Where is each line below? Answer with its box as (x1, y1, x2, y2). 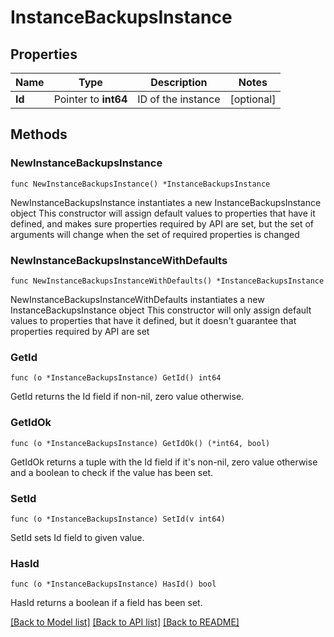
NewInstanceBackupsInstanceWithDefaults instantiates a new (10, 293, 265, 305)
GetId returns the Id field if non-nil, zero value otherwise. (10, 391, 245, 403)
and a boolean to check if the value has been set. (10, 466, 214, 478)
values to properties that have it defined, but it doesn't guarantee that (10, 314, 297, 326)
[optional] (229, 92, 277, 106)
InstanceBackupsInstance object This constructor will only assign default (10, 304, 312, 316)
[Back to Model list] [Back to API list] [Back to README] (10, 616, 240, 628)
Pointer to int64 (53, 92, 128, 106)
